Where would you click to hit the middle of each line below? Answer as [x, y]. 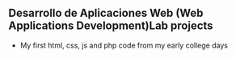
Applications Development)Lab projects [111, 26]
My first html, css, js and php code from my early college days [124, 45]
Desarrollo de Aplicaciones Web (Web [106, 13]
